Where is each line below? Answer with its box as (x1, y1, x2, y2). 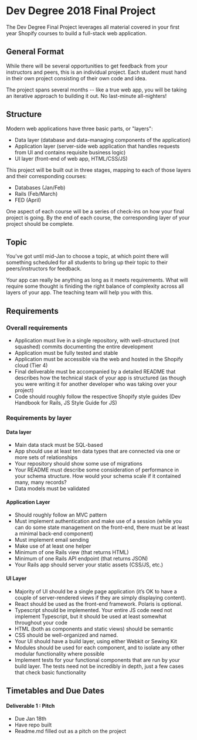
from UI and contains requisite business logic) (14, 148, 126, 156)
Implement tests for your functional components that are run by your (14, 656, 181, 663)
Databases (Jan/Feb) (14, 184, 66, 191)
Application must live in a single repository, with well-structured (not (14, 337, 180, 344)
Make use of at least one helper (14, 542, 91, 549)
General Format (6, 47, 64, 57)
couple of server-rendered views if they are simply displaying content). (14, 594, 186, 601)
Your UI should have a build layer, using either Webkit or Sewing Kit (14, 637, 177, 644)
